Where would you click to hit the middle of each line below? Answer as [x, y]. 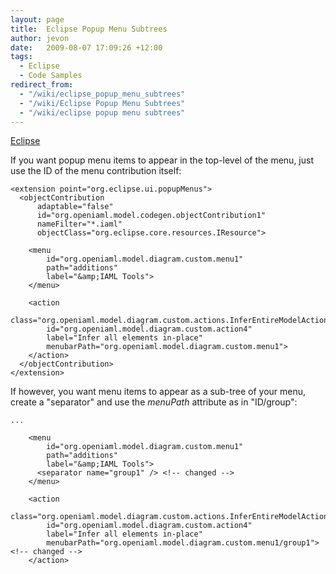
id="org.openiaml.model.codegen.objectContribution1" [151, 216]
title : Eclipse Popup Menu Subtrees [89, 29]
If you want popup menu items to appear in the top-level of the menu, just [162, 160]
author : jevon [40, 38]
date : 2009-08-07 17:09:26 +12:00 [86, 47]
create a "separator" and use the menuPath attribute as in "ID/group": [154, 402]
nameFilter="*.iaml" [79, 224]
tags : [21, 57]
